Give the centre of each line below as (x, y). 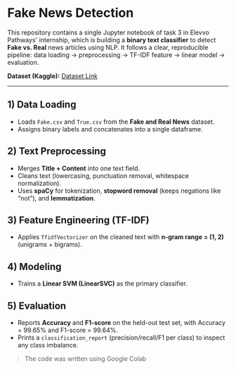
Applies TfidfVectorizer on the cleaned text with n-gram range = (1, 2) (121, 237)
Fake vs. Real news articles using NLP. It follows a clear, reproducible (108, 47)
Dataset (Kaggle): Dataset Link (53, 76)
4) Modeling (34, 266)
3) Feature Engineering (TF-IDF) (78, 220)
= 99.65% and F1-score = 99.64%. (67, 330)
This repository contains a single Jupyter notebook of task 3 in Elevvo (108, 32)
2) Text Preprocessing (57, 152)
